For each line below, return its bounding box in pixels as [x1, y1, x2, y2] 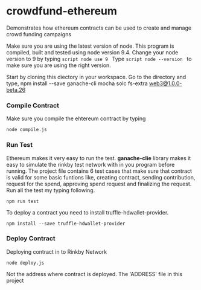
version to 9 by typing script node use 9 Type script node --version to [6, 55, 192, 62]
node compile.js [6, 127, 47, 133]
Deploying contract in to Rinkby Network [6, 248, 107, 255]
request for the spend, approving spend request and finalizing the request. [6, 180, 192, 187]
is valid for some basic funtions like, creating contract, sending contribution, [6, 173, 196, 181]
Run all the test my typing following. [6, 186, 95, 194]
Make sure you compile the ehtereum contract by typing [6, 115, 146, 122]
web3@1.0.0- [148, 80, 182, 87]
